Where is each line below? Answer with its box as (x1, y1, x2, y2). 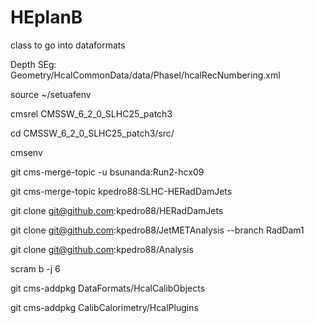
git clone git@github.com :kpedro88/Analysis (10, 243, 194, 255)
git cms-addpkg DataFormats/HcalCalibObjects (10, 282, 206, 294)
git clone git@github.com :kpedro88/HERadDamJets (10, 204, 224, 216)
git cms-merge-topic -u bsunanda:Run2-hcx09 (10, 166, 205, 178)
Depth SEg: (10, 58, 57, 70)
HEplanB (10, 6, 83, 29)
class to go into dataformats (10, 39, 126, 51)
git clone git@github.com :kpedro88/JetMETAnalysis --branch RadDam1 (10, 224, 305, 236)
